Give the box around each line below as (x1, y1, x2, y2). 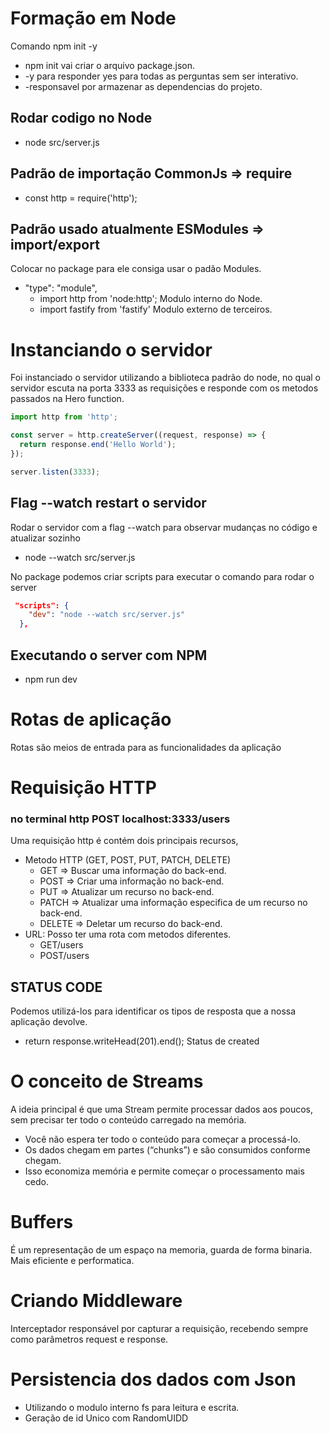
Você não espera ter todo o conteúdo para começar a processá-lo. (24, 1133, 301, 1146)
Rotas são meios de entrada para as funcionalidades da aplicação (10, 741, 282, 753)
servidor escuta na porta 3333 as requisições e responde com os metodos (10, 382, 319, 394)
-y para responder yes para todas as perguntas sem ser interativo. (24, 70, 299, 82)
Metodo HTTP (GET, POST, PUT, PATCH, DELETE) (24, 854, 232, 866)
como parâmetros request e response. (10, 1333, 169, 1345)
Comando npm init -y (10, 40, 98, 52)
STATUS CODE (10, 978, 103, 996)
